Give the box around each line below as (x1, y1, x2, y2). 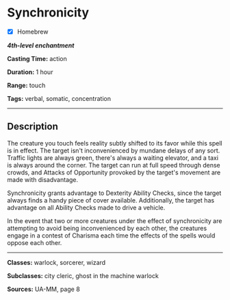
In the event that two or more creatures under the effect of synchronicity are (7, 216, 222, 224)
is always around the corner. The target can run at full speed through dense (7, 161, 220, 169)
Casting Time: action (7, 55, 67, 62)
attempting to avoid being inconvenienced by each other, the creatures (7, 224, 207, 232)
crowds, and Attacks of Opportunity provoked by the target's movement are (7, 168, 221, 176)
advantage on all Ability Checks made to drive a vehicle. (7, 203, 166, 211)
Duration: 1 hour (7, 68, 53, 76)
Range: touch (7, 81, 46, 89)
